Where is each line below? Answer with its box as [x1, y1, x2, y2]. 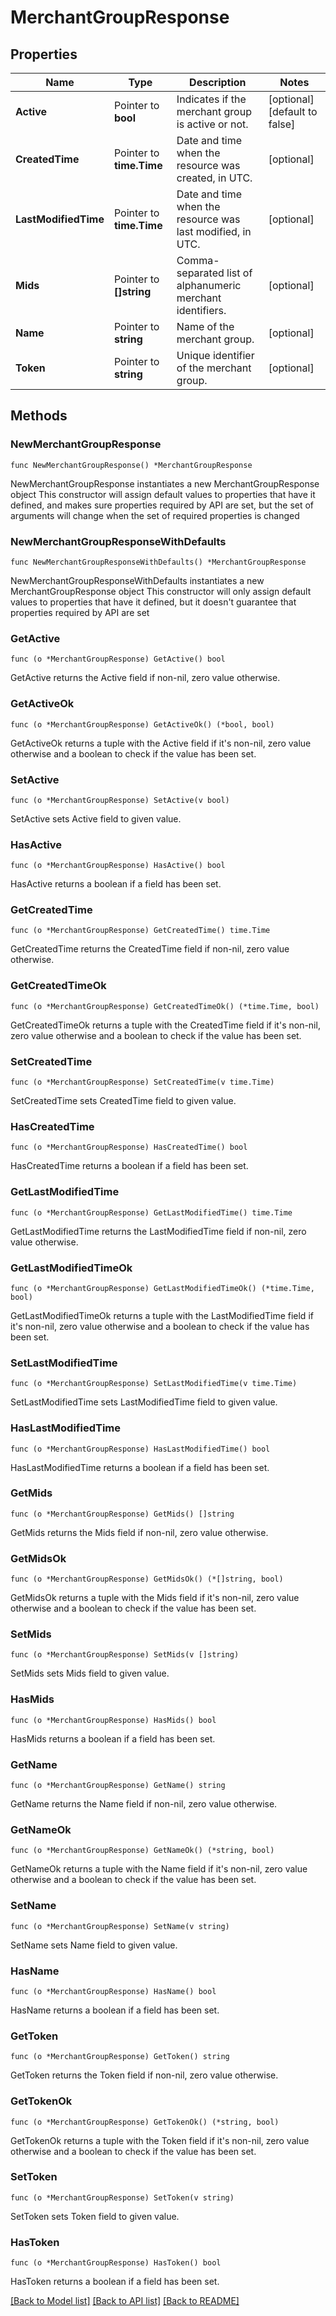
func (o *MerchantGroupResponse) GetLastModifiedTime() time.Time [10, 1207, 293, 1218]
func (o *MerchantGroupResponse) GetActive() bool [10, 654, 226, 665]
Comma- [176, 254, 220, 267]
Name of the [176, 320, 235, 333]
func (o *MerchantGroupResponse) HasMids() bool [10, 1715, 217, 1725]
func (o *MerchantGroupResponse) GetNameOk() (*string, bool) [10, 1846, 275, 1856]
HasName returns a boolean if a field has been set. [10, 2004, 220, 2016]
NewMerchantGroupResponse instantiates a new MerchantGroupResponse [10, 477, 320, 490]
